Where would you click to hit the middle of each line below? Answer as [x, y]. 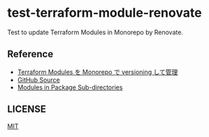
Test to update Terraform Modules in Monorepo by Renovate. [95, 32]
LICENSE [27, 109]
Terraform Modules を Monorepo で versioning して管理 [98, 72]
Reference [30, 54]
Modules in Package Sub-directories [70, 87]
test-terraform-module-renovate [104, 13]
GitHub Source [39, 80]
